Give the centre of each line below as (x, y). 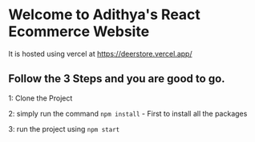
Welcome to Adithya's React (104, 15)
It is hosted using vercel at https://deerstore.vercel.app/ (100, 53)
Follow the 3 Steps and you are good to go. (117, 79)
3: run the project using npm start (64, 128)
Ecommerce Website (79, 32)
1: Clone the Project (40, 98)
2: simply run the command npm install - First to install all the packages (128, 113)
